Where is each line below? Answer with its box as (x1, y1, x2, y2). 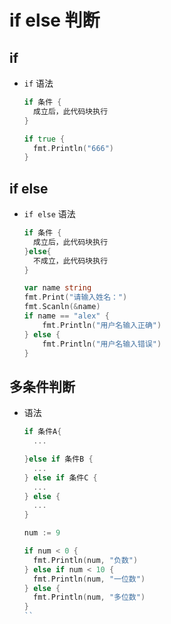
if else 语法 (23, 208, 76, 220)
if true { (23, 134, 66, 144)
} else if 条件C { (23, 472, 98, 483)
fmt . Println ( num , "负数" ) (33, 555, 139, 565)
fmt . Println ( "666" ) (33, 143, 115, 153)
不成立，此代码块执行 (33, 256, 109, 266)
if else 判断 (9, 9, 101, 32)
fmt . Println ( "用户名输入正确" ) (42, 320, 162, 330)
